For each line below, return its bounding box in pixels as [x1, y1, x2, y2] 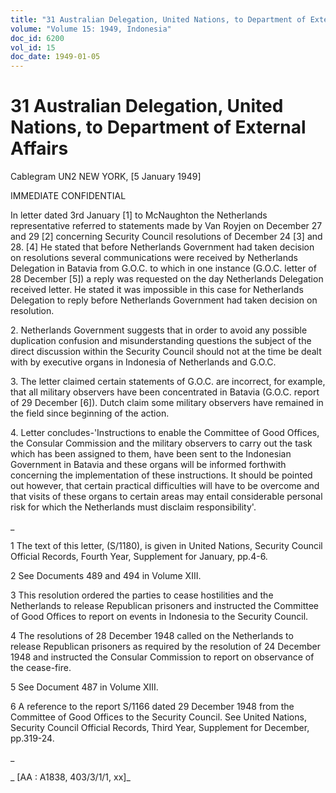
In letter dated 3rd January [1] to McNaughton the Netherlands [10, 209, 268, 221]
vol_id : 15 [10, 42, 56, 53]
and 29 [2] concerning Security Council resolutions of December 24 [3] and [10, 231, 323, 243]
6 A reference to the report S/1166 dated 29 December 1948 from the [10, 701, 295, 713]
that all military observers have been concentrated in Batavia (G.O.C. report [10, 386, 320, 398]
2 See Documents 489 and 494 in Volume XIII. [10, 570, 202, 582]
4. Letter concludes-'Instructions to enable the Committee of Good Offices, [10, 427, 320, 439]
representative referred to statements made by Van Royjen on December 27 [10, 220, 323, 232]
